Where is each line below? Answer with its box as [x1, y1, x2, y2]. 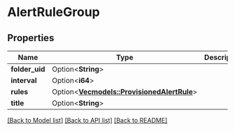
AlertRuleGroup [7, 4, 100, 20]
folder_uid [10, 64, 45, 74]
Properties [7, 32, 55, 44]
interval [10, 76, 37, 85]
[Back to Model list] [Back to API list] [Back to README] [7, 116, 168, 124]
